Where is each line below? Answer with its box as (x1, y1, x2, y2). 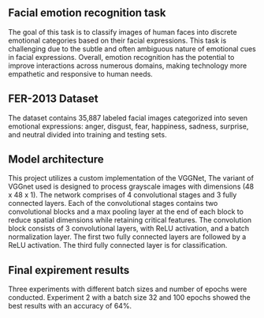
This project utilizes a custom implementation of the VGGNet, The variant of (8, 174, 255, 183)
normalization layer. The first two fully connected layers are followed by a (8, 232, 247, 241)
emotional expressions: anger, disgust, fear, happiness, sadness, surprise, (8, 122, 249, 131)
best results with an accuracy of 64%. (8, 301, 132, 311)
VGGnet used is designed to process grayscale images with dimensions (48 (8, 181, 255, 192)
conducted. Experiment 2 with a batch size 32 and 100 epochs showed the (8, 293, 251, 302)
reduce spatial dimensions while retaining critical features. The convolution (8, 215, 252, 225)
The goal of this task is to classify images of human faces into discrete (8, 27, 238, 36)
